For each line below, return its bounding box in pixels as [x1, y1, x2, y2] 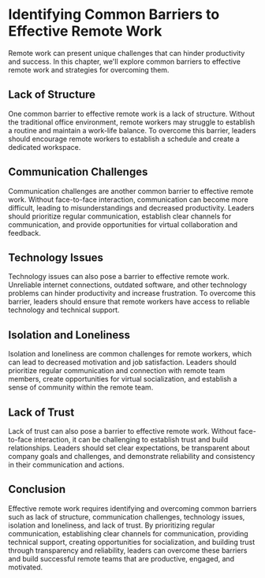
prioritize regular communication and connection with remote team [8, 366, 226, 375]
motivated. [8, 562, 43, 572]
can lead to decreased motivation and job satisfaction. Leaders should [8, 357, 237, 367]
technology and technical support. [8, 305, 120, 315]
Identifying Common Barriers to [8, 6, 220, 24]
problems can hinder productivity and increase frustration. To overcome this [8, 289, 256, 298]
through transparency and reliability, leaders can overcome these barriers [8, 546, 248, 555]
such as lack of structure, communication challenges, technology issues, [8, 512, 245, 521]
